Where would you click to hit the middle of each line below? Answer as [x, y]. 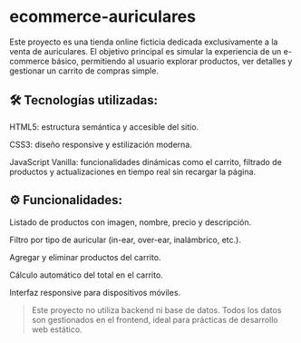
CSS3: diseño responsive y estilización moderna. [101, 144]
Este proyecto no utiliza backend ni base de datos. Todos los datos [156, 309]
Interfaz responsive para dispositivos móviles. [95, 292]
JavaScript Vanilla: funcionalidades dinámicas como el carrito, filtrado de [146, 162]
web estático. [57, 329]
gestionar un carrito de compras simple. [84, 71]
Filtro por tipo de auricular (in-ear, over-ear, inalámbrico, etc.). [126, 240]
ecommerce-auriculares [103, 17]
